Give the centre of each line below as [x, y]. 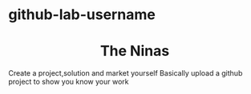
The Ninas [135, 51]
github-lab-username [82, 15]
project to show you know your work [69, 82]
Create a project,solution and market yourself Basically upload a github [125, 73]
